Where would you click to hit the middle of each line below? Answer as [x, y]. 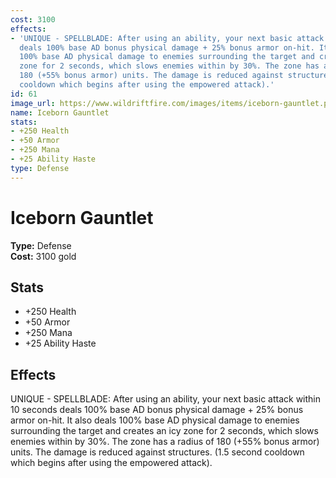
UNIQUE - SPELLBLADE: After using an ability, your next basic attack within [166, 399]
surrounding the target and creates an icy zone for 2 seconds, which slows [164, 431]
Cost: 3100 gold [43, 256]
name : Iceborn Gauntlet [60, 112]
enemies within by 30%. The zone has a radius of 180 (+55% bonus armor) [165, 442]
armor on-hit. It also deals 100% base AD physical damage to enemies [155, 420]
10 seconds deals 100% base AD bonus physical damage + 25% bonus [157, 410]
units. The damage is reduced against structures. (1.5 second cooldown [157, 452]
